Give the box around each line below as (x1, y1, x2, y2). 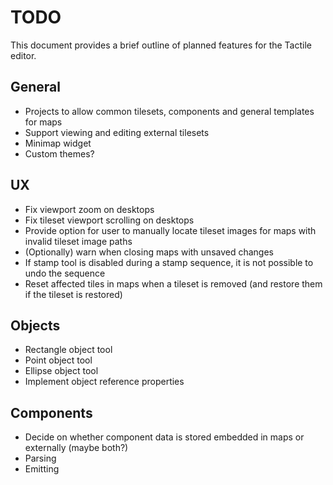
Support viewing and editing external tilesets (24, 126, 210, 138)
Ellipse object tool (24, 365, 99, 377)
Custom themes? (24, 147, 95, 160)
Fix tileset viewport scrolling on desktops (24, 214, 195, 226)
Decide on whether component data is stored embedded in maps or (24, 431, 305, 443)
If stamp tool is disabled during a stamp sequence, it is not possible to (24, 256, 314, 268)
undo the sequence (24, 267, 106, 279)
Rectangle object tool (24, 344, 113, 356)
